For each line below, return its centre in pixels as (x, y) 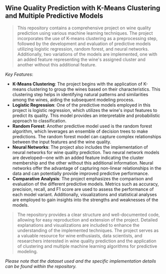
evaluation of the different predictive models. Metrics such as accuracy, (85, 184)
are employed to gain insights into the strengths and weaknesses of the (85, 200)
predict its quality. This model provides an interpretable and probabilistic (86, 115)
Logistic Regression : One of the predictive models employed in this (81, 105)
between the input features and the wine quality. (62, 142)
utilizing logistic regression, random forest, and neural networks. (83, 49)
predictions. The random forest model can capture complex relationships (87, 136)
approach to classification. (39, 120)
